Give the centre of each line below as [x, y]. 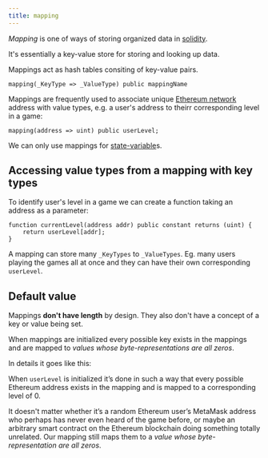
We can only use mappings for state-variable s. [85, 145]
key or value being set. [46, 324]
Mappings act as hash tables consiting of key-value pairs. [103, 70]
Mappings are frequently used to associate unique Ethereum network [122, 99]
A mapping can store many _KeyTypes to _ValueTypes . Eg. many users [122, 254]
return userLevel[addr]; [64, 233]
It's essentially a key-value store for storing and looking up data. [114, 54]
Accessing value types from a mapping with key [131, 171]
